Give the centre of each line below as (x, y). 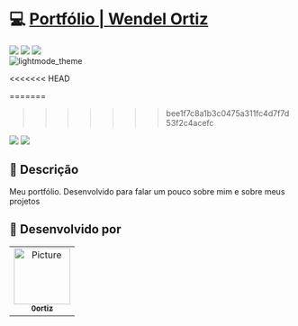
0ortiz (42, 308)
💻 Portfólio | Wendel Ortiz (109, 19)
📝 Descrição (44, 170)
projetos (25, 201)
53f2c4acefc (190, 122)
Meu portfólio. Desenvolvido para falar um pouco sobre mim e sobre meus (147, 191)
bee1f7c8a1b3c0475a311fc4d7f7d (228, 113)
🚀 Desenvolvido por (65, 229)
